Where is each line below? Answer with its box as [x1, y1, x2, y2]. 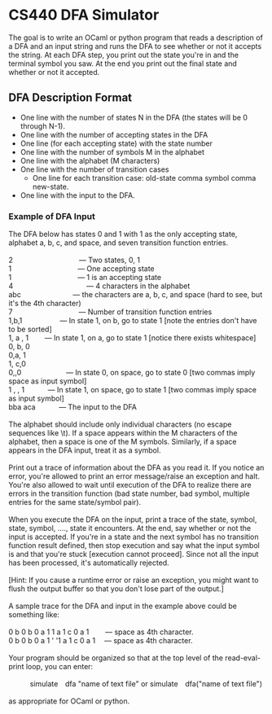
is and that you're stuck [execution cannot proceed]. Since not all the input [8, 550, 259, 559]
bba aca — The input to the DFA [8, 402, 137, 412]
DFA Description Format [8, 91, 133, 105]
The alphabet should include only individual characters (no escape [8, 419, 232, 429]
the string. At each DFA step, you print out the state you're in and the [8, 50, 239, 59]
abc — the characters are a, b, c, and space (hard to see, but [8, 290, 263, 300]
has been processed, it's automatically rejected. [8, 558, 169, 567]
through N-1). [20, 120, 65, 131]
